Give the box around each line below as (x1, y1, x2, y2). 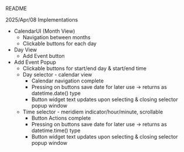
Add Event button (22, 53, 65, 59)
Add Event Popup (13, 58, 57, 65)
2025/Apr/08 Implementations (5, 16, 78, 23)
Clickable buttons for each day (22, 40, 97, 47)
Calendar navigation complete (31, 77, 104, 84)
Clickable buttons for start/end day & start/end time (22, 65, 147, 72)
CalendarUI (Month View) (13, 27, 75, 34)
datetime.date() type (31, 90, 81, 96)
